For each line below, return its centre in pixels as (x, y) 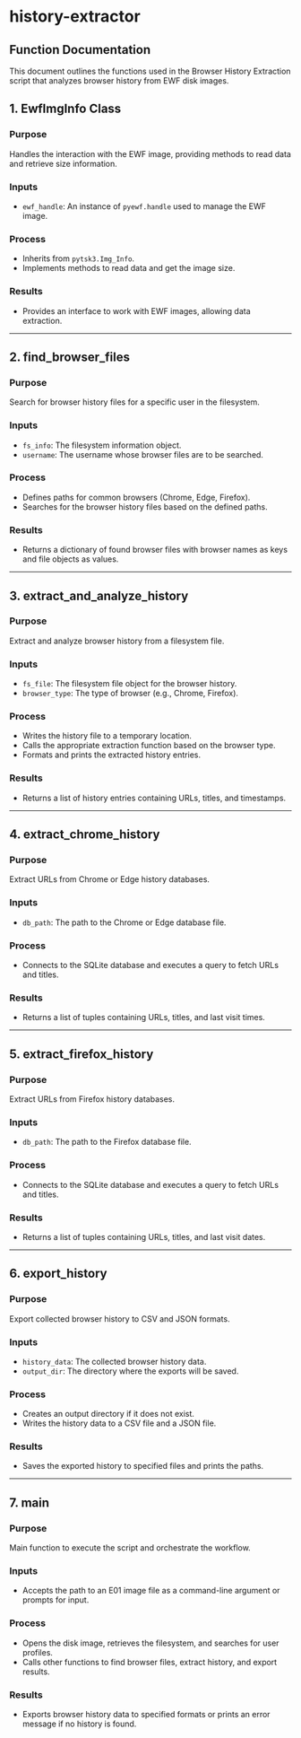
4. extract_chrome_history (85, 835)
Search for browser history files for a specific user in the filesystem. (134, 402)
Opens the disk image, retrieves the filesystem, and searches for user (150, 1643)
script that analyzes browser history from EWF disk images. (119, 81)
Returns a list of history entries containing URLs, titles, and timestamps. (154, 798)
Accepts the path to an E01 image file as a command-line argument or (151, 1591)
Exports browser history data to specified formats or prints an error (146, 1715)
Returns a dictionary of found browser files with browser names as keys (155, 550)
